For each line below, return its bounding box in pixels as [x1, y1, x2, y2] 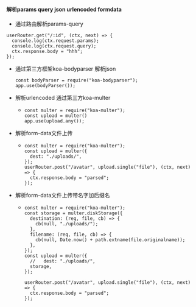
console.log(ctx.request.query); [12, 43, 97, 49]
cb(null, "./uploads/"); [35, 221, 99, 227]
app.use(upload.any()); [24, 118, 85, 124]
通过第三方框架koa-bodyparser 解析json [15, 65, 116, 72]
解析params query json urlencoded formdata [6, 5, 122, 13]
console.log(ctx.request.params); [12, 38, 99, 44]
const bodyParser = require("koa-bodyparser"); [15, 77, 138, 83]
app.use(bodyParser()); [15, 83, 76, 89]
